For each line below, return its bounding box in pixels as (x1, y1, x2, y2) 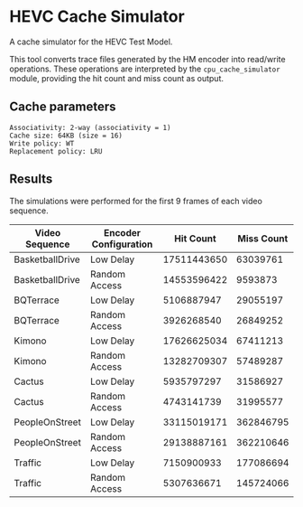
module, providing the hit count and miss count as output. (9, 72, 224, 83)
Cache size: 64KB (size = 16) (9, 131, 124, 140)
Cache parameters (9, 99, 116, 115)
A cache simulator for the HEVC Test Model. (9, 36, 173, 47)
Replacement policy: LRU (9, 146, 103, 155)
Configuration (91, 238, 153, 250)
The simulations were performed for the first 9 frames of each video (9, 195, 263, 206)
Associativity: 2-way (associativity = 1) (9, 123, 171, 132)
